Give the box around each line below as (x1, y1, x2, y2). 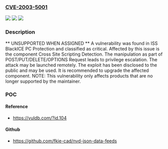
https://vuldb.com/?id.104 (12, 115, 67, 121)
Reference (5, 104, 28, 110)
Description (5, 29, 35, 36)
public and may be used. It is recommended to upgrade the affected (5, 67, 150, 73)
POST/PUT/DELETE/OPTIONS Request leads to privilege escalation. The (5, 56, 158, 62)
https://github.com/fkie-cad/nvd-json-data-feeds (12, 138, 117, 144)
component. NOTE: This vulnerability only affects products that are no (5, 72, 153, 79)
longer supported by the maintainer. (5, 78, 81, 84)
